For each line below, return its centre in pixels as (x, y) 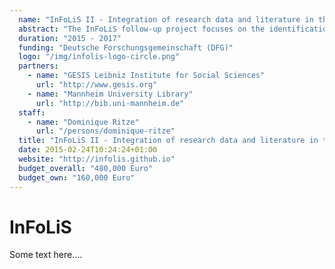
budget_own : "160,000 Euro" (77, 177)
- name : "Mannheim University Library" (110, 94)
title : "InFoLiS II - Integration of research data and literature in (168, 141)
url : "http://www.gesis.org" (96, 85)
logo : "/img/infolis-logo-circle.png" (99, 57)
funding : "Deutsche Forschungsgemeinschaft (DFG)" (126, 47)
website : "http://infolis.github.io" (97, 159)
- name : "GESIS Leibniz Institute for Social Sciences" (146, 76)
